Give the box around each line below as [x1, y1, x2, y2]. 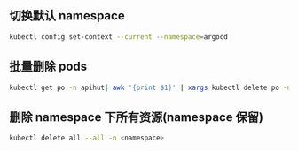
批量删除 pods [9, 59, 88, 74]
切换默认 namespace [9, 8, 126, 24]
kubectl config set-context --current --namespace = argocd [9, 32, 228, 42]
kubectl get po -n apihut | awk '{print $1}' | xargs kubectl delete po [9, 83, 279, 92]
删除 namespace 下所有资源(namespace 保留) [9, 109, 264, 125]
